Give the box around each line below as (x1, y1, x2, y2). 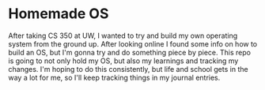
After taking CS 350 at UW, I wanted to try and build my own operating (8, 31, 238, 40)
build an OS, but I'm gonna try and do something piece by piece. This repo (8, 47, 252, 57)
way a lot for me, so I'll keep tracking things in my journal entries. (8, 73, 221, 82)
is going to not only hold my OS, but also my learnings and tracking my (8, 56, 239, 66)
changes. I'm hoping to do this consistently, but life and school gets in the (8, 64, 248, 73)
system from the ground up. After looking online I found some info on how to (8, 39, 258, 48)
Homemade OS (8, 5, 109, 23)
